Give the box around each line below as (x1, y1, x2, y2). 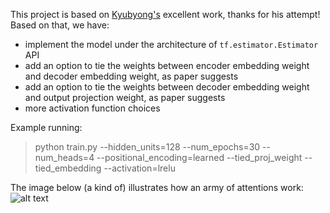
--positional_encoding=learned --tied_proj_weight (96, 152, 303, 163)
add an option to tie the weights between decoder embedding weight (24, 81, 310, 93)
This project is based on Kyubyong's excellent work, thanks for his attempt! (10, 9, 321, 20)
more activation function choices (24, 102, 161, 114)
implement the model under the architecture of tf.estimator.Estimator (24, 39, 319, 50)
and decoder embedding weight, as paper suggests (24, 70, 239, 82)
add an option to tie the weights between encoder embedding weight (24, 60, 310, 71)
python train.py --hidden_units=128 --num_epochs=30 (34, 141, 261, 153)
